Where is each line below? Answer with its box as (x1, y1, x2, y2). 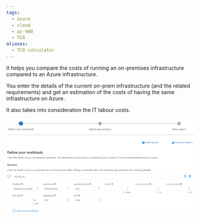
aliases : (6, 41, 28, 47)
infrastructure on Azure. (6, 95, 65, 102)
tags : (6, 10, 20, 15)
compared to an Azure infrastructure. (6, 70, 98, 77)
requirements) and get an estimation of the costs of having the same (6, 88, 175, 95)
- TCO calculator (11, 48, 55, 54)
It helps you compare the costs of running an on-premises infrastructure (6, 64, 184, 71)
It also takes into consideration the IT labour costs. (6, 106, 131, 113)
